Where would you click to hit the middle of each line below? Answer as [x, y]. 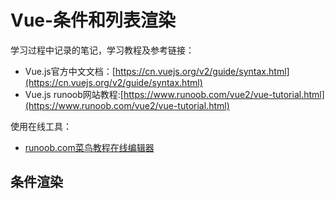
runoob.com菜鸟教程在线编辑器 [89, 147]
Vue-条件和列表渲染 [93, 20]
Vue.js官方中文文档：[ [70, 71]
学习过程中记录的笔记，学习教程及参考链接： [102, 50]
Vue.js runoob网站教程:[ [74, 94]
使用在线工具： [41, 126]
